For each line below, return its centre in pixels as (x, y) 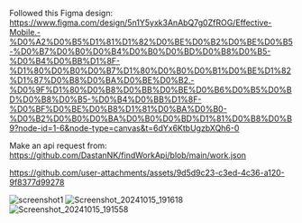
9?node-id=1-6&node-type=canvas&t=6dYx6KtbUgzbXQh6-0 (124, 128)
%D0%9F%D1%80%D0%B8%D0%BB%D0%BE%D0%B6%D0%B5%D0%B (151, 90)
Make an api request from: (58, 145)
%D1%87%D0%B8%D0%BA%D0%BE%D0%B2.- (102, 80)
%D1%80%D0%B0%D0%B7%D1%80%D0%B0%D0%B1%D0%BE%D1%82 (150, 70)
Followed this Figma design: (61, 13)
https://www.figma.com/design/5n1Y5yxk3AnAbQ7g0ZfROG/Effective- (141, 23)
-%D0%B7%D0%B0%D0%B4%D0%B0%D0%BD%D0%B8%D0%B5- (140, 51)
